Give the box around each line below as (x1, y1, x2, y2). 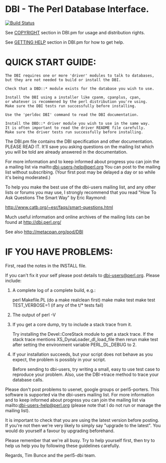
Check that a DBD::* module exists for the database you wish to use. (5, 86, 155, 91)
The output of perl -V (12, 312, 56, 318)
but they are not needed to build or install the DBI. (5, 77, 121, 83)
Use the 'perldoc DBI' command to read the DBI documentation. (5, 112, 139, 117)
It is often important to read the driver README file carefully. (5, 125, 146, 130)
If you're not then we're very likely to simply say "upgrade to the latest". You (5, 422, 161, 428)
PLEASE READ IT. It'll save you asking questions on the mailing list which (5, 143, 154, 150)
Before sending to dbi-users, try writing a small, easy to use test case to (12, 366, 160, 372)
